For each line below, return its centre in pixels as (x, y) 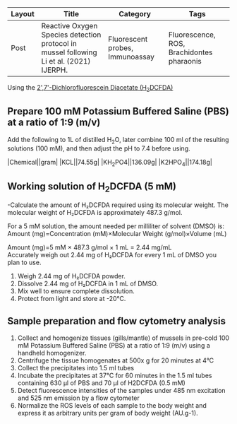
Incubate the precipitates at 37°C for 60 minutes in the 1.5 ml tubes (115, 376)
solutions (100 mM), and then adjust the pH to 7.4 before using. (99, 148)
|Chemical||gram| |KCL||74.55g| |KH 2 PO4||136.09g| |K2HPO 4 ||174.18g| (110, 163)
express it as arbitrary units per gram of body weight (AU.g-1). (108, 413)
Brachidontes (190, 52)
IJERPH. (55, 70)
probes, (121, 48)
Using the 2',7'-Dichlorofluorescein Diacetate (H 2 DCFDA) (90, 88)
